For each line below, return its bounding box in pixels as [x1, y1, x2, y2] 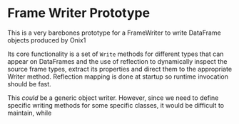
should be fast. [7, 79, 51, 88]
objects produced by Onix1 [7, 35, 86, 44]
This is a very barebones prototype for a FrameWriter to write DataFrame [7, 28, 221, 37]
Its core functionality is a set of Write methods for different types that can [7, 50, 224, 58]
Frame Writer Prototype [7, 5, 151, 21]
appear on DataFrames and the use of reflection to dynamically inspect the [7, 57, 228, 65]
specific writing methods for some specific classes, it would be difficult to [7, 101, 225, 109]
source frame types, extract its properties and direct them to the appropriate [7, 64, 233, 73]
